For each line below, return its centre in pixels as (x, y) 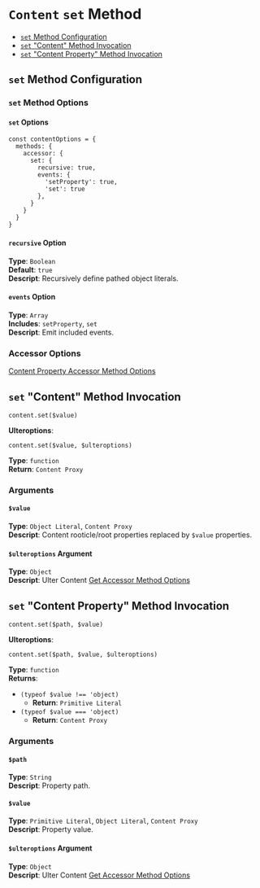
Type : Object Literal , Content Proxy (70, 527)
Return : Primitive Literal (77, 703)
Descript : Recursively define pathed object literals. (93, 278)
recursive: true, (67, 168)
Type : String (30, 777)
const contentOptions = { (52, 139)
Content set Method (75, 14)
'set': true (65, 189)
